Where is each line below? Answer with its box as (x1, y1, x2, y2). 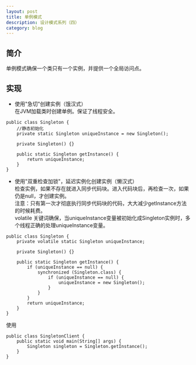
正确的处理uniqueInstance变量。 (30, 221, 109, 229)
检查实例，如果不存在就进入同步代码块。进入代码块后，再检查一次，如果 (14, 185, 189, 192)
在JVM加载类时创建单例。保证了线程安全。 (14, 107, 119, 114)
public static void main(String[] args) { (16, 338, 122, 344)
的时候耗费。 (14, 207, 46, 214)
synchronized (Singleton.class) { (37, 269, 122, 275)
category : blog (6, 25, 43, 31)
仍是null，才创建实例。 (14, 192, 70, 200)
